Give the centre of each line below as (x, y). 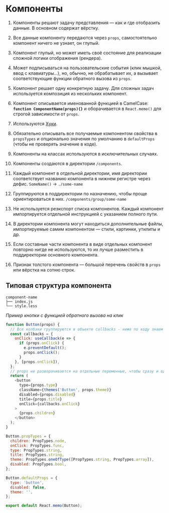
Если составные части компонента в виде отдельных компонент (82, 244)
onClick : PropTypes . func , (37, 445)
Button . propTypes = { (28, 436)
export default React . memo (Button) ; (44, 506)
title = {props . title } (40, 399)
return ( (19, 376)
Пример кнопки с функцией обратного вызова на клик (64, 315)
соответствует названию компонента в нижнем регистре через (82, 178)
